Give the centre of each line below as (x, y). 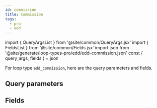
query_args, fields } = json (32, 58)
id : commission (21, 10)
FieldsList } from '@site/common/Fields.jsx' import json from (67, 48)
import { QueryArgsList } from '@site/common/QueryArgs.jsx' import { (77, 42)
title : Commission (24, 14)
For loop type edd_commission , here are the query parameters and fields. (79, 68)
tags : (11, 19)
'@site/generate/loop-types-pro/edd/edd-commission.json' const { (74, 53)
